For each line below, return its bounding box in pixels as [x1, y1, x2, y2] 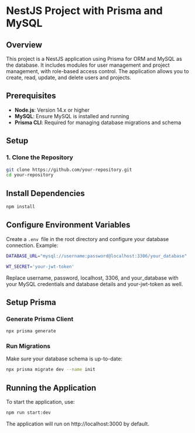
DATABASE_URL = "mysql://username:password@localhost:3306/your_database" [6, 253, 187, 259]
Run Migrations [6, 342, 51, 350]
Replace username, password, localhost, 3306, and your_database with [6, 274, 179, 281]
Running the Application [6, 383, 97, 393]
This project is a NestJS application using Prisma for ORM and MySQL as [6, 56, 183, 62]
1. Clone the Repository [6, 153, 73, 161]
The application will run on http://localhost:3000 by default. [6, 420, 149, 427]
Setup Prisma [6, 297, 57, 307]
